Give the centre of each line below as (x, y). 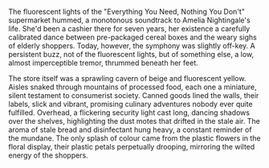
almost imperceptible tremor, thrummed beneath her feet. (103, 63)
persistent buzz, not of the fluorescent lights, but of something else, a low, (131, 54)
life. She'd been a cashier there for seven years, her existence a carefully (129, 29)
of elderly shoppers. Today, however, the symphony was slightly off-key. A (132, 46)
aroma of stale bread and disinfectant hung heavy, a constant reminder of (130, 129)
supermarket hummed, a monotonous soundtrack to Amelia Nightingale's (129, 20)
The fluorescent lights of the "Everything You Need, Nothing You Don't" (126, 12)
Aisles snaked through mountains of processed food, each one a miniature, (132, 87)
